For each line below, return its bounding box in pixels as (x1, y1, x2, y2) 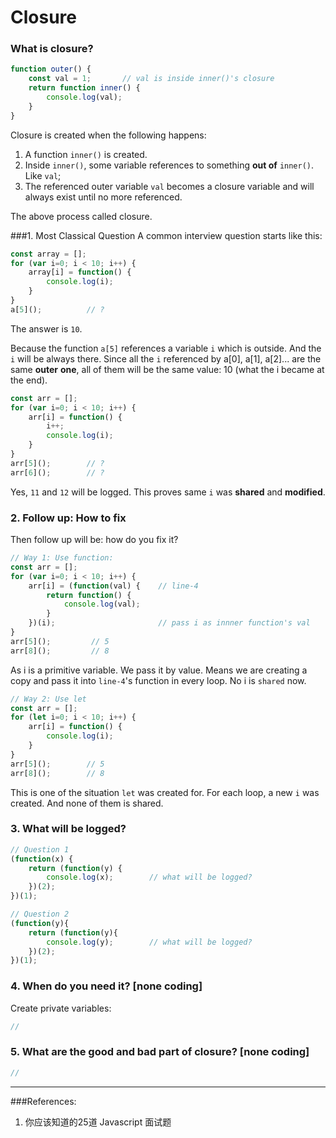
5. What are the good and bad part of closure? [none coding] (10, 1045, 310, 1059)
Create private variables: (10, 1002, 112, 1014)
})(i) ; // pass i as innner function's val (28, 618, 311, 628)
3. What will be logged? (10, 822, 127, 836)
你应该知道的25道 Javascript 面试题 (24, 1116, 172, 1128)
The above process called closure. (10, 210, 153, 222)
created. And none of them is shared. (10, 797, 164, 809)
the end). (10, 374, 48, 386)
